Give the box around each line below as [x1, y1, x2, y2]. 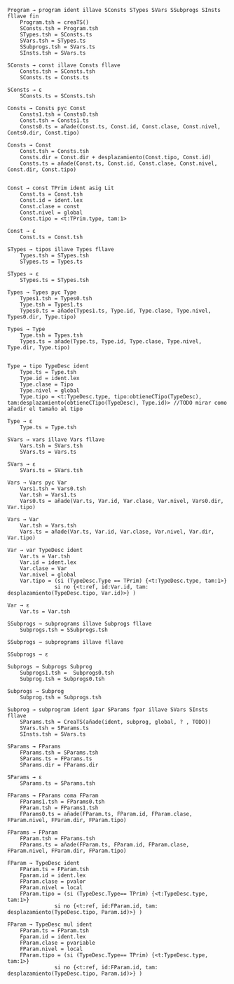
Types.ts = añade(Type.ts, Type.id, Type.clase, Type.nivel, [20, 338, 202, 345]
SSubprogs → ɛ [7, 651, 49, 658]
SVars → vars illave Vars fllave [7, 436, 105, 443]
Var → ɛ [7, 602, 30, 609]
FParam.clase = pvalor [20, 878, 86, 885]
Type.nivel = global [20, 387, 80, 394]
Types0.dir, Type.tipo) [7, 314, 77, 321]
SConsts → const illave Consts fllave [7, 62, 121, 69]
